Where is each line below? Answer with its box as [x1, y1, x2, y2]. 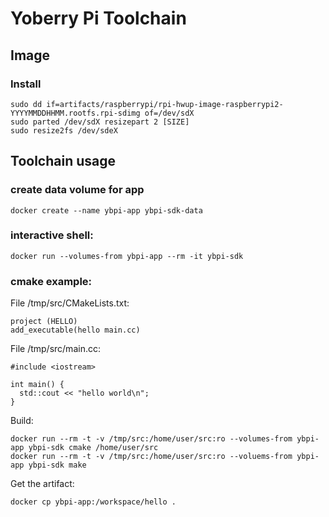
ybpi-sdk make [28, 460, 87, 471]
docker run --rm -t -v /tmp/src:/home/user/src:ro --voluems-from [10, 452, 293, 462]
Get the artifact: [10, 478, 75, 490]
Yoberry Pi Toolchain [10, 7, 187, 30]
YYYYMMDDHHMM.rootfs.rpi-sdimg [10, 108, 141, 118]
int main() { [10, 380, 65, 390]
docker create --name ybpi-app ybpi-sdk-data [10, 205, 203, 216]
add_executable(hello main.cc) [10, 325, 141, 336]
